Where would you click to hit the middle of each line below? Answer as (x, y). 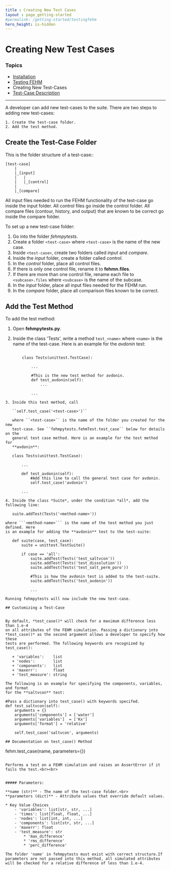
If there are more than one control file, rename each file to (73, 274)
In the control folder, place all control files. (57, 263)
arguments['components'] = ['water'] (54, 715)
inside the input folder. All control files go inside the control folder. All (78, 206)
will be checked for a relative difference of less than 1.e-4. (75, 863)
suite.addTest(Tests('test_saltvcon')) (73, 559)
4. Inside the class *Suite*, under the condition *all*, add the (77, 501)
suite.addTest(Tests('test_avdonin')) (72, 581)
